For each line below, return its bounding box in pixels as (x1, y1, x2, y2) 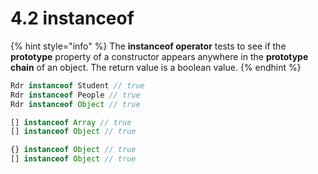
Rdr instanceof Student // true (10, 80, 145, 91)
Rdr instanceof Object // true (10, 99, 141, 109)
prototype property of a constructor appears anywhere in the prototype (10, 50, 309, 62)
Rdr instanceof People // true (10, 90, 141, 100)
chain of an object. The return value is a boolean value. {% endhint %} (10, 61, 302, 73)
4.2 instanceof (10, 7, 135, 30)
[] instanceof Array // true (10, 117, 132, 127)
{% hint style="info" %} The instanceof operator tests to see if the (10, 40, 287, 52)
